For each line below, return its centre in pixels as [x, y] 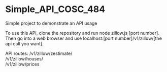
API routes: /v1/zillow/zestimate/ [39, 53]
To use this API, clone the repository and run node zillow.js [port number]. [82, 33]
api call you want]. [24, 43]
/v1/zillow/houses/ [24, 58]
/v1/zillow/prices [22, 64]
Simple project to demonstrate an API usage [51, 23]
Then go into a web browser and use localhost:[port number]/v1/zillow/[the [84, 38]
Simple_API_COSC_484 [55, 9]
